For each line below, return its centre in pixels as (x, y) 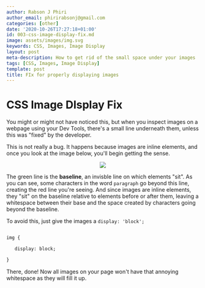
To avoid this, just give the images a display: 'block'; (76, 221)
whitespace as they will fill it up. (47, 278)
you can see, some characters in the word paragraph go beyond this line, (98, 183)
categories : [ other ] (33, 23)
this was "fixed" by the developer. (49, 135)
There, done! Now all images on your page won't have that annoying (92, 271)
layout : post (23, 52)
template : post (26, 69)
